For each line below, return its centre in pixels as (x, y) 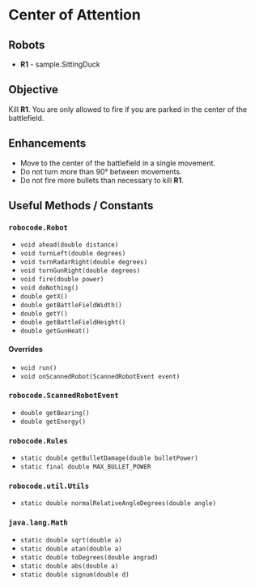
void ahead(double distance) (69, 245)
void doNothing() (49, 288)
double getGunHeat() (55, 331)
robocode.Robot (38, 227)
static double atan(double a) (71, 549)
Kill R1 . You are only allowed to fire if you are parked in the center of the (128, 109)
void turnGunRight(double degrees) (80, 271)
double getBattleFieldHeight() (73, 323)
